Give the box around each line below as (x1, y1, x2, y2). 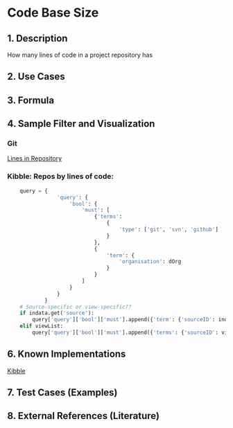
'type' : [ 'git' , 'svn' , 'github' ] (119, 226, 218, 233)
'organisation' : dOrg (119, 258, 182, 265)
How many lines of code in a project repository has (7, 51, 153, 59)
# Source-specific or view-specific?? (19, 303, 132, 310)
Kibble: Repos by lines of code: (7, 172, 114, 181)
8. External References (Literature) (7, 410, 160, 422)
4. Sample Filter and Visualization (7, 118, 155, 130)
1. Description (7, 33, 68, 44)
